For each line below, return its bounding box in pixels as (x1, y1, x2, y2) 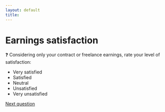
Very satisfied (12, 69, 43, 75)
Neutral (12, 80, 29, 86)
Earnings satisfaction (5, 34, 99, 46)
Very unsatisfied (12, 91, 48, 97)
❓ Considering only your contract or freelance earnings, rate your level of (5, 52, 160, 58)
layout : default (5, 7, 40, 13)
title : (5, 12, 20, 17)
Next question (5, 101, 35, 107)
